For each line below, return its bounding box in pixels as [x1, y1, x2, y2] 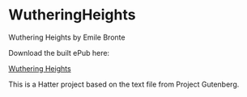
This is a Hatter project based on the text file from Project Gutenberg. [8, 79, 240, 89]
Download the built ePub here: [8, 48, 110, 57]
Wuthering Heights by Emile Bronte [8, 32, 126, 42]
